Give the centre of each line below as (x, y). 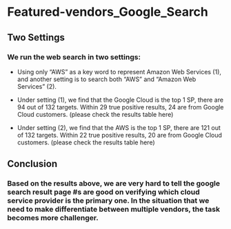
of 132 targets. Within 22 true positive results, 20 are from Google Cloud (120, 135)
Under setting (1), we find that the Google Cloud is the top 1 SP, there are (120, 100)
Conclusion (32, 164)
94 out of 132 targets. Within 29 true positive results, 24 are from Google (120, 107)
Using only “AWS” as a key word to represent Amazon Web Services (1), (119, 72)
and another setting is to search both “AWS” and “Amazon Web (107, 79)
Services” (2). (37, 86)
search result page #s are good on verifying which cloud (103, 192)
